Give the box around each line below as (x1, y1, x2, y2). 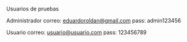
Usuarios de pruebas (6, 5, 59, 12)
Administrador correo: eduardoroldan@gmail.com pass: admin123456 (6, 17, 182, 24)
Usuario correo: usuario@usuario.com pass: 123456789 (6, 29, 147, 36)
